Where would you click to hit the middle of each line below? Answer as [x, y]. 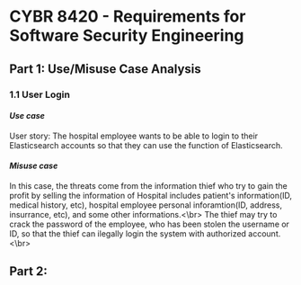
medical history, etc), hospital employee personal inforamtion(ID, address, [146, 205]
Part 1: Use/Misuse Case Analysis [106, 69]
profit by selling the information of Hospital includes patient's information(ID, [151, 195]
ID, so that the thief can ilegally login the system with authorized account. [145, 233]
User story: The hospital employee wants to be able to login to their [134, 136]
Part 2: [28, 272]
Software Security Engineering [127, 36]
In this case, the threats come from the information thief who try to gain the [148, 185]
